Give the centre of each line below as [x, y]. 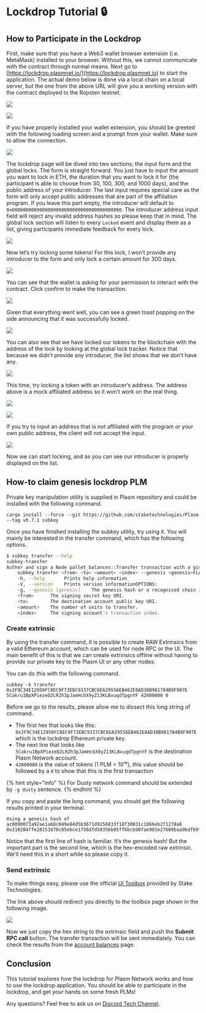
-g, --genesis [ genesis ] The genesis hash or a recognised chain [107, 590]
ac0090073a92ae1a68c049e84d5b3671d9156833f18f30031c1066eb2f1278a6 [94, 824]
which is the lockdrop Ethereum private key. [71, 738]
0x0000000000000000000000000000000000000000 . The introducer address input [102, 210]
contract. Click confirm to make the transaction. [67, 289]
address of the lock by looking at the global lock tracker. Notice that [92, 349]
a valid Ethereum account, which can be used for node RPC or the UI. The [100, 649]
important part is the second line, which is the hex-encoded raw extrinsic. [100, 847]
